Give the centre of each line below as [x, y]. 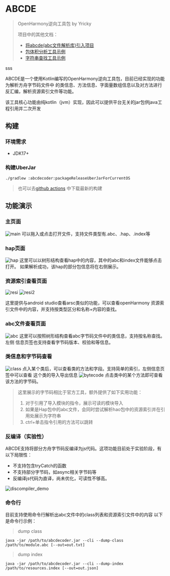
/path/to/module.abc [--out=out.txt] [45, 545]
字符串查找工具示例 [45, 58]
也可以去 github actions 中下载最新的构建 [60, 188]
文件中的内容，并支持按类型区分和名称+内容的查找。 [64, 309]
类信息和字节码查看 [29, 357]
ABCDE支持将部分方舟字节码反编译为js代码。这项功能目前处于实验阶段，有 [83, 449]
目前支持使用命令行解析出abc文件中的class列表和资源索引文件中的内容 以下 [84, 515]
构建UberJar [21, 167]
